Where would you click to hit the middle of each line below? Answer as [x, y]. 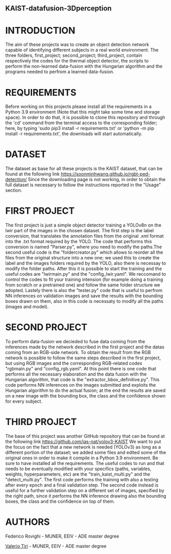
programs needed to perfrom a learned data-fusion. [60, 72]
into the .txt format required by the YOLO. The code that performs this [79, 241]
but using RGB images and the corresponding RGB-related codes [74, 363]
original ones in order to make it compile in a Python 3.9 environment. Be [82, 458]
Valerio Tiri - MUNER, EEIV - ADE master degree [56, 546]
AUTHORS [28, 522]
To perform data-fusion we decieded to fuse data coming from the [75, 342]
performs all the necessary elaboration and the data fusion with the [76, 374]
